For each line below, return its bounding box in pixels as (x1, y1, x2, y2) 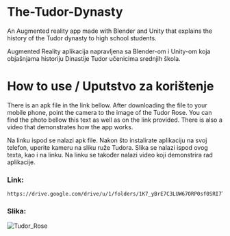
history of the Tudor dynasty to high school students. (7, 34, 157, 42)
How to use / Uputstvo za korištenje (7, 79, 214, 94)
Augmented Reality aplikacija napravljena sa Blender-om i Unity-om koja (7, 47, 211, 55)
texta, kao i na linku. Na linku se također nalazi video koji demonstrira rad (7, 150, 214, 159)
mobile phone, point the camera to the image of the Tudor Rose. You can (7, 108, 212, 116)
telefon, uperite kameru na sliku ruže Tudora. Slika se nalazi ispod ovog (7, 143, 209, 151)
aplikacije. (7, 158, 36, 166)
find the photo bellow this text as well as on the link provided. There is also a (7, 116, 222, 124)
